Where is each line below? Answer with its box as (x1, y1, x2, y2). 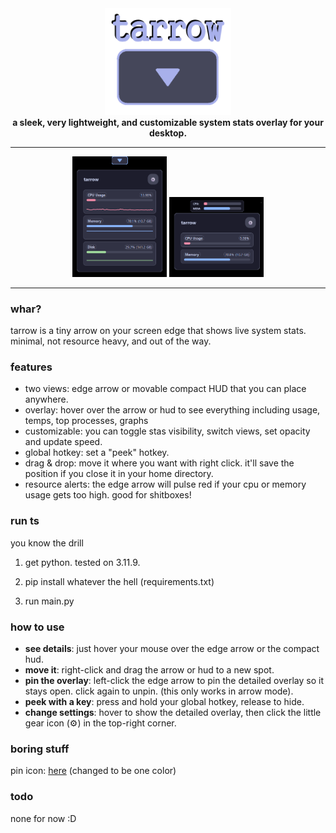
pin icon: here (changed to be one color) (10, 765, 177, 777)
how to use (10, 620, 65, 634)
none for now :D (10, 812, 77, 824)
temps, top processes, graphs (24, 415, 149, 427)
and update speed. (24, 436, 103, 448)
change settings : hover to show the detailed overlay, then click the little (24, 706, 322, 718)
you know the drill (10, 537, 84, 549)
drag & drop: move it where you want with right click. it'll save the (24, 457, 295, 469)
